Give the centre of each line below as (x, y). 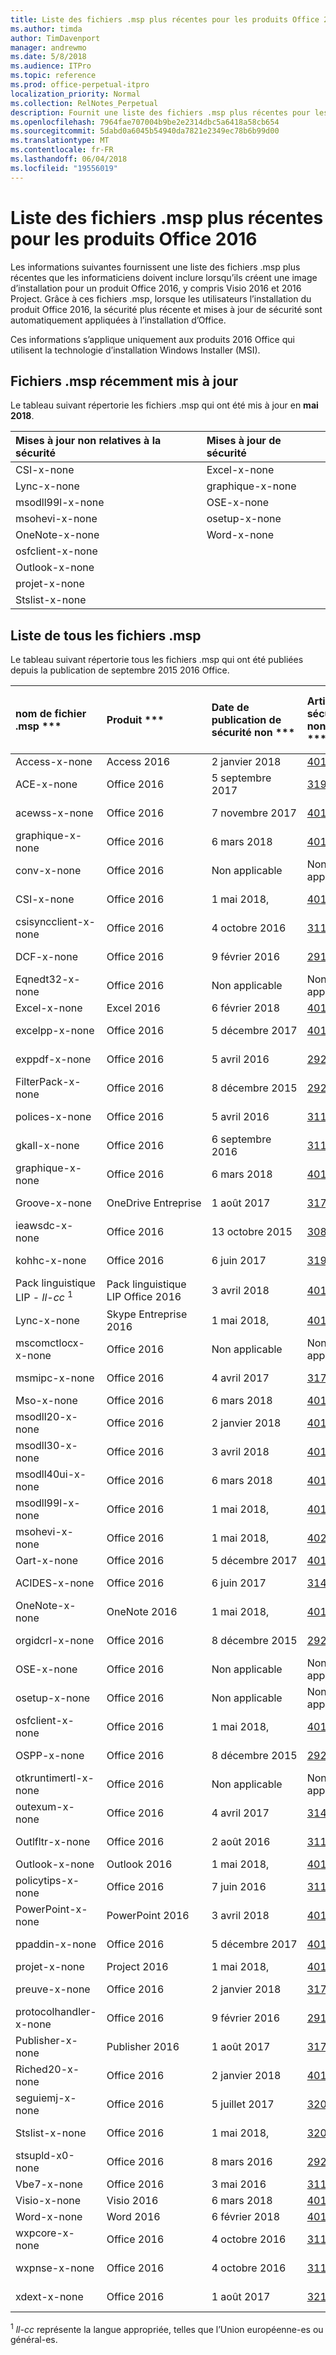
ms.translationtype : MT (60, 141)
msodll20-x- (46, 1416)
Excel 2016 (133, 1008)
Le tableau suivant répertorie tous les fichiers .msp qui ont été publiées (157, 660)
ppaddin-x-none (56, 1944)
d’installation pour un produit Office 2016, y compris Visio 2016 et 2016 (156, 288)
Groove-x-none (53, 1203)
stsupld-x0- (45, 2155)
